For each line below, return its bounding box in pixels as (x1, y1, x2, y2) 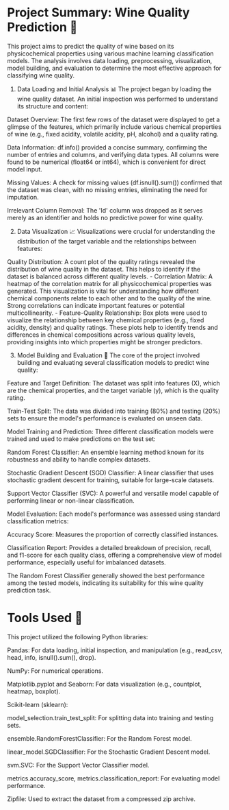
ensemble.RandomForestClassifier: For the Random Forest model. (7, 734, 193, 742)
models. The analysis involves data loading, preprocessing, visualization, (7, 56, 213, 64)
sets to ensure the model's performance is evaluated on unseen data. (7, 414, 203, 422)
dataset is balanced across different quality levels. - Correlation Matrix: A (7, 272, 213, 281)
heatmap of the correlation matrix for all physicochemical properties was (7, 279, 212, 287)
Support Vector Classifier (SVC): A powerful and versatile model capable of (7, 489, 219, 497)
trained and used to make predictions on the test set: (7, 434, 156, 443)
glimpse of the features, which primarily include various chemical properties (7, 122, 222, 131)
